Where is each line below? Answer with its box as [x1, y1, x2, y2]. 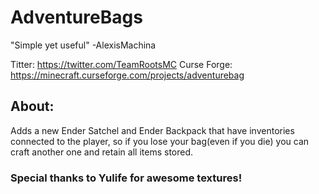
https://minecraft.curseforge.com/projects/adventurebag [10, 69, 245, 81]
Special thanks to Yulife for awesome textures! [10, 171, 243, 185]
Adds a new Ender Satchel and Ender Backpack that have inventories [10, 124, 295, 136]
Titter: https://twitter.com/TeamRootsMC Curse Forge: [10, 58, 233, 70]
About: [10, 98, 55, 115]
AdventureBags [10, 6, 143, 29]
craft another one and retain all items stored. [10, 146, 194, 158]
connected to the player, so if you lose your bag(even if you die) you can [10, 135, 310, 147]
